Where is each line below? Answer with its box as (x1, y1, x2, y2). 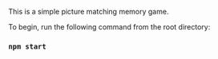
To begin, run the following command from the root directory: (8, 22, 211, 31)
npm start (8, 41, 46, 51)
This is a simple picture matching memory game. (8, 7, 169, 16)
